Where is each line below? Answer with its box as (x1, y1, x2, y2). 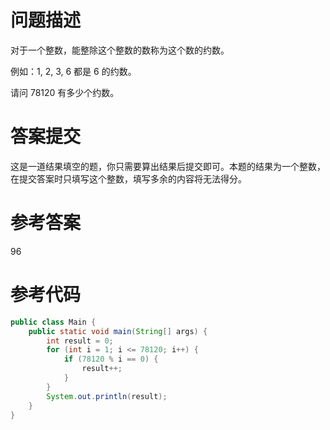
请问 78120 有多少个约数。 (10, 86, 120, 98)
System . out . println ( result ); (46, 391, 168, 401)
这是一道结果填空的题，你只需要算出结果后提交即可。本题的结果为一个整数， (10, 160, 326, 172)
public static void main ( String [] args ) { (28, 326, 208, 336)
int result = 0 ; (46, 336, 114, 346)
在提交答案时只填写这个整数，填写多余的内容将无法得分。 (10, 172, 247, 185)
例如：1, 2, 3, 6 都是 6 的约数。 (10, 65, 137, 77)
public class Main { (10, 317, 97, 327)
